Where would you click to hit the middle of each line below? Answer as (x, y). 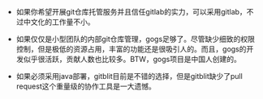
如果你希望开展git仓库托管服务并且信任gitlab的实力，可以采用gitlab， (131, 12)
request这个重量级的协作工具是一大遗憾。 (86, 86)
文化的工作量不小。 (63, 22)
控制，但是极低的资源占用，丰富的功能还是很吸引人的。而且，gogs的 (131, 49)
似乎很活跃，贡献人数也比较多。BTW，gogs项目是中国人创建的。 (132, 59)
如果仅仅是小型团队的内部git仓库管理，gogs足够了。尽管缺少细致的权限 (136, 39)
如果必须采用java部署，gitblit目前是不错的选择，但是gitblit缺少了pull (129, 76)
